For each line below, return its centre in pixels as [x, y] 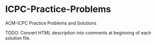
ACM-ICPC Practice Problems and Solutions [51, 23]
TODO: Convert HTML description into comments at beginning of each [78, 32]
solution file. [18, 38]
